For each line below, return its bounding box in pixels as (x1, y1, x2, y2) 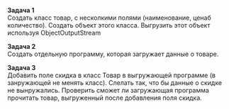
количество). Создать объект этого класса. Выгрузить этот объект (7, 21, 211, 29)
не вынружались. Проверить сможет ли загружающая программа (7, 86, 209, 94)
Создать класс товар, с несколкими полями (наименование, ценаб (7, 13, 211, 22)
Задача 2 (7, 42, 36, 50)
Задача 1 (7, 6, 35, 14)
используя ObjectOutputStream (7, 28, 101, 37)
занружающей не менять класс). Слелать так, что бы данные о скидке (7, 79, 222, 87)
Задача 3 (7, 64, 36, 71)
